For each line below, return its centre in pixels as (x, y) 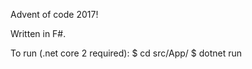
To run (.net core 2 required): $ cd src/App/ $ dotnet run (126, 53)
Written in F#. (38, 33)
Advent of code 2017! (54, 14)
